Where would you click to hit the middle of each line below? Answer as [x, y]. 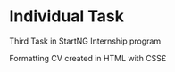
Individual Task [67, 16]
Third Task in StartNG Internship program [85, 41]
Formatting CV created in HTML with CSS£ [88, 58]
